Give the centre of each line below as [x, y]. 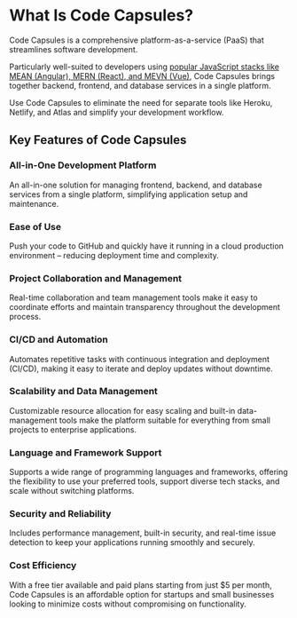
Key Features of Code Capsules [98, 140]
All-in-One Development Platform [83, 165]
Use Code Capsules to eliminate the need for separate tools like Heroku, [141, 102]
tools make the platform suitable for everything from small [165, 420]
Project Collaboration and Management [96, 278]
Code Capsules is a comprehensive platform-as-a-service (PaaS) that [137, 40]
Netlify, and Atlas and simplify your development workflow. [117, 112]
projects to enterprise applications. [73, 429]
